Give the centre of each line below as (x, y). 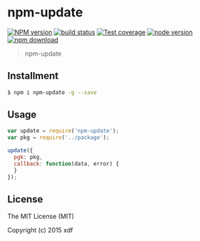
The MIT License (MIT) (41, 216)
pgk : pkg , (28, 158)
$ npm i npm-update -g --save (52, 92)
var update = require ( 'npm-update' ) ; (63, 131)
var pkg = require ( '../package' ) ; (59, 138)
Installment (33, 76)
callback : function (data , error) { (67, 164)
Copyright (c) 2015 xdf (40, 230)
